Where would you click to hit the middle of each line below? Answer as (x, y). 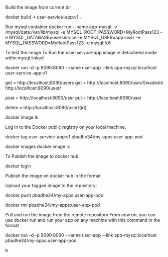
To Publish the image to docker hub (42, 156)
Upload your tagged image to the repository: (51, 185)
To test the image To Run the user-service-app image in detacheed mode (81, 53)
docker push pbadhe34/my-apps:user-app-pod (54, 195)
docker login (18, 166)
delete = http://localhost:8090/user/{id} (46, 107)
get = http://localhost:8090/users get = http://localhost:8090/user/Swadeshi (84, 83)
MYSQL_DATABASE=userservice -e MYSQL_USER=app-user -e (75, 37)
